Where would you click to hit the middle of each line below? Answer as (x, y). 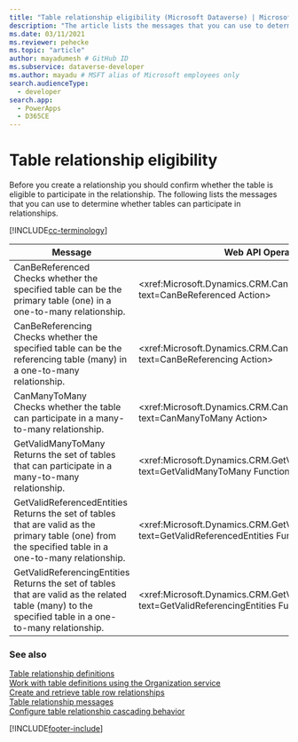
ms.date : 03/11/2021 (47, 34)
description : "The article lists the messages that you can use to (137, 26)
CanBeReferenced (52, 267)
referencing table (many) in (70, 359)
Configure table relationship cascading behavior (97, 712)
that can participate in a (63, 466)
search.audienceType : (49, 83)
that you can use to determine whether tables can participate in (125, 204)
